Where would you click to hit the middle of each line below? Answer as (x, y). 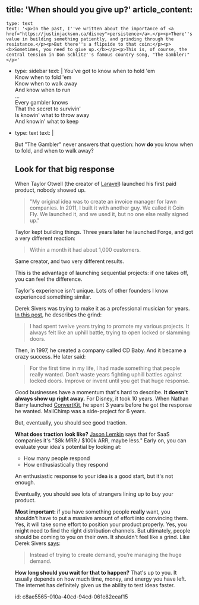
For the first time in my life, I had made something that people (105, 368)
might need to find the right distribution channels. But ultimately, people (102, 530)
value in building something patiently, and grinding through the (90, 39)
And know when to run (42, 90)
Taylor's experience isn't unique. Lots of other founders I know (91, 290)
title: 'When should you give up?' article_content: (99, 10)
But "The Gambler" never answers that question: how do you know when (104, 144)
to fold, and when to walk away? (54, 150)
